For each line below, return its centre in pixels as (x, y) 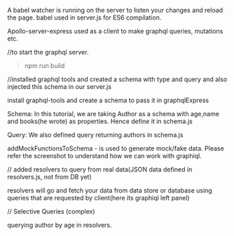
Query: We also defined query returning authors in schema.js (95, 135)
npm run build (44, 65)
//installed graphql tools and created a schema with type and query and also (117, 79)
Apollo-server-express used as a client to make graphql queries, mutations (115, 31)
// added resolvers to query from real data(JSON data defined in (100, 169)
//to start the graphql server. (48, 52)
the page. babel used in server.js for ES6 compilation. (84, 18)
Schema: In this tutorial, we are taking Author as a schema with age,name (113, 114)
